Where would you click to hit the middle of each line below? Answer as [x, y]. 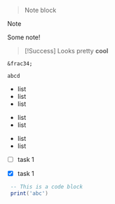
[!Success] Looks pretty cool [66, 51]
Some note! [24, 37]
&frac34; [20, 64]
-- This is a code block [46, 187]
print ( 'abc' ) [29, 193]
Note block [40, 10]
